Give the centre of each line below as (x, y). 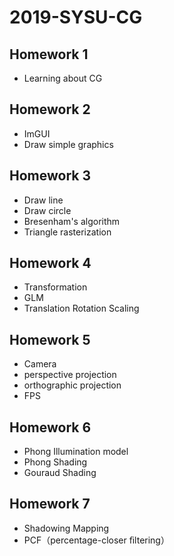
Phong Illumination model (76, 452)
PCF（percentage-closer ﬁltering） (96, 540)
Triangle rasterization (67, 232)
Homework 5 (50, 339)
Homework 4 (50, 263)
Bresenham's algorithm (72, 221)
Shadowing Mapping (66, 528)
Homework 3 (50, 176)
